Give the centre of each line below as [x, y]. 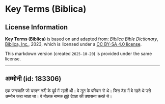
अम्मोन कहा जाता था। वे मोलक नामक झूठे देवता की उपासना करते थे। [59, 96]
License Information [36, 27]
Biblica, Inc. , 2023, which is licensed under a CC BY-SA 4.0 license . [73, 44]
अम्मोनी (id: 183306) [33, 79]
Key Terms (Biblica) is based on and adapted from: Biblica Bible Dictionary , [82, 39]
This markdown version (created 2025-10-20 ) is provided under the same [79, 53]
